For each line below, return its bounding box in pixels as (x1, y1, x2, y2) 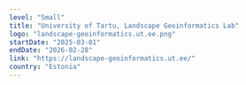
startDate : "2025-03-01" (9, 37, 101, 47)
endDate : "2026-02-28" (9, 46, 93, 55)
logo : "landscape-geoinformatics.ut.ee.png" (9, 29, 176, 38)
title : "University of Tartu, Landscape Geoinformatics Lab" (9, 21, 240, 30)
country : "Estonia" (9, 63, 81, 72)
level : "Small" (9, 12, 65, 22)
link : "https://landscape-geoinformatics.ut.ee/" (9, 54, 196, 63)
